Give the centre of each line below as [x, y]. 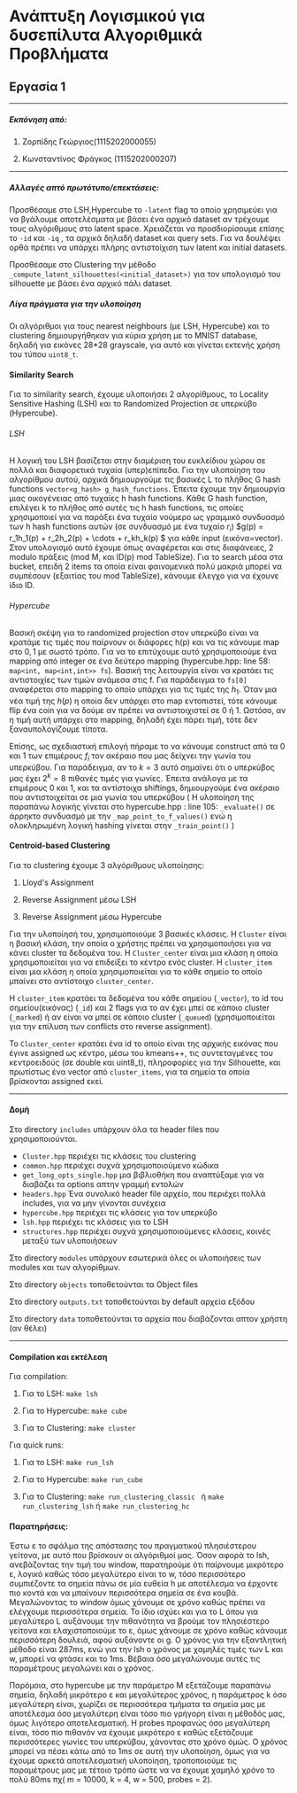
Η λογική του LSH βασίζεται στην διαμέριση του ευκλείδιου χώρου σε [137, 461]
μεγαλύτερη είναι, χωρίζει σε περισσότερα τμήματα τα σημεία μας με [137, 1704]
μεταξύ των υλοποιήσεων [69, 1240]
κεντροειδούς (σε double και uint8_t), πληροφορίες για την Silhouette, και [145, 1062]
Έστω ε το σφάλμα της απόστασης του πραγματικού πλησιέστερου [133, 1546]
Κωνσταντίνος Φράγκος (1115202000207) [99, 159]
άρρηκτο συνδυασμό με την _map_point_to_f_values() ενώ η [121, 816]
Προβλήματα [59, 54]
